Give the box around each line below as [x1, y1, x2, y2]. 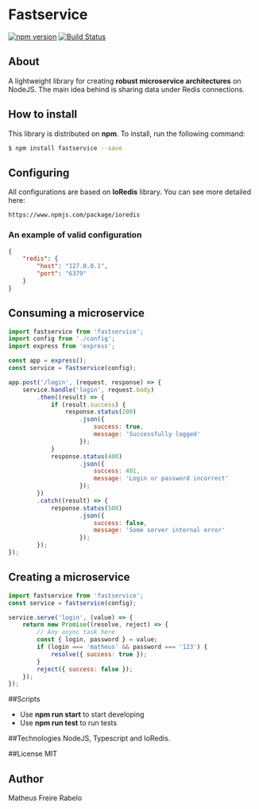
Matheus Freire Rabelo [8, 793, 83, 803]
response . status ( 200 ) [64, 408, 137, 416]
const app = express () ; [8, 356, 87, 365]
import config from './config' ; [8, 335, 115, 343]
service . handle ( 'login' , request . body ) [22, 386, 155, 394]
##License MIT [8, 749, 58, 759]
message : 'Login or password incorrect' [93, 475, 229, 483]
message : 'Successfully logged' [93, 430, 201, 438]
